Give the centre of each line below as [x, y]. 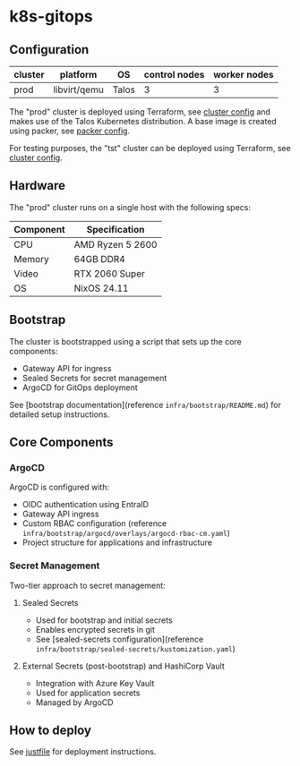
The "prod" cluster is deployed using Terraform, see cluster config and [140, 112]
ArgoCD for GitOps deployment [80, 387]
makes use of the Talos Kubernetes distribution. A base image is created [143, 121]
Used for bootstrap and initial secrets [104, 620]
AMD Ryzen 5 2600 [116, 244]
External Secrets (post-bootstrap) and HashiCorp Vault [124, 666]
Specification [116, 229]
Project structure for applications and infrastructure [117, 542]
